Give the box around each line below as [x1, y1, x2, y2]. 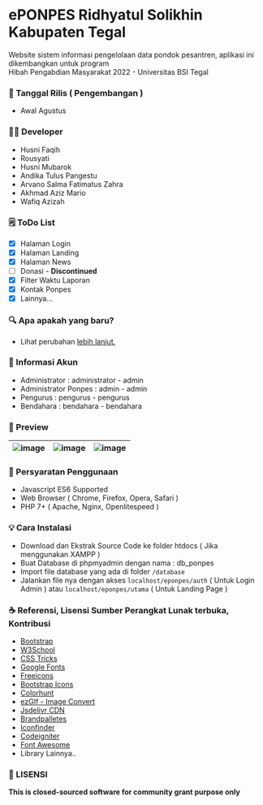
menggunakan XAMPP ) [19, 549, 101, 559]
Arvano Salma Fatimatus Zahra [19, 179, 123, 188]
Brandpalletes [19, 714, 67, 724]
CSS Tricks [19, 654, 58, 664]
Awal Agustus [19, 106, 67, 115]
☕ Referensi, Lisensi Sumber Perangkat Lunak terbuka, [8, 604, 230, 616]
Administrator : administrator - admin [19, 375, 144, 385]
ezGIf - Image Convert [19, 697, 96, 707]
